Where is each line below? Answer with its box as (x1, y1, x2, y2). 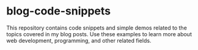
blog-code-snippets (6, 4, 111, 18)
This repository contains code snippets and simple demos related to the (6, 24, 188, 31)
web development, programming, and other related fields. (6, 37, 152, 44)
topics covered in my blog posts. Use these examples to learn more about (6, 30, 193, 37)
